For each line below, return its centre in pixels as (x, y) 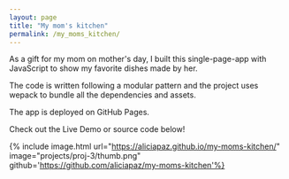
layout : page (33, 17)
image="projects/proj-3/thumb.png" (75, 156)
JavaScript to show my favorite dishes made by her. (103, 68)
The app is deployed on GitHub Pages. (80, 113)
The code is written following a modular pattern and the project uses (134, 86)
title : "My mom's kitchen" (59, 26)
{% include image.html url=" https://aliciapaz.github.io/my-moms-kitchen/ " (145, 146)
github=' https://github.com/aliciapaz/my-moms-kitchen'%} (117, 166)
